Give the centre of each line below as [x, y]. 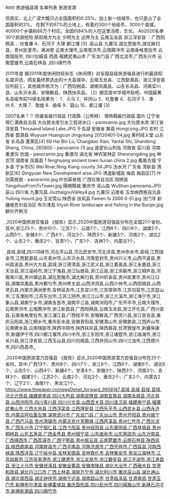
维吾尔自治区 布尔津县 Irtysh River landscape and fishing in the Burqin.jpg [86, 205]
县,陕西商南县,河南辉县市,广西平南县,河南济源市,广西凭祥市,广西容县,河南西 [83, 446]
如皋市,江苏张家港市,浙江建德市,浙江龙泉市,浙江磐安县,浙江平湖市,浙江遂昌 [87, 459]
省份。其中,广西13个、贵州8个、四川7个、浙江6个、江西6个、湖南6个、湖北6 [85, 364]
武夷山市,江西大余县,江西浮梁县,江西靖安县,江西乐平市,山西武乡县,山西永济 [82, 408]
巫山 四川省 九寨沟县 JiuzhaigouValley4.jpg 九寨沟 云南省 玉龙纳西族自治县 [83, 192]
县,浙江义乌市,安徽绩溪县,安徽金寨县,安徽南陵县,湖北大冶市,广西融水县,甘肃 [83, 465]
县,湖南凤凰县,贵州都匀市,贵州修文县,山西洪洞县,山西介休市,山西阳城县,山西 [83, 284]
